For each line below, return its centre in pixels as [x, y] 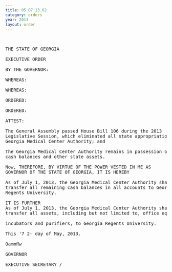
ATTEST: [15, 121]
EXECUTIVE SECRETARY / [34, 265]
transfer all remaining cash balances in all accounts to [80, 188]
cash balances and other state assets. [55, 157]
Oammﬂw [14, 244]
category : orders [24, 15]
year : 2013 [17, 20]
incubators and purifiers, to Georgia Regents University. [81, 224]
